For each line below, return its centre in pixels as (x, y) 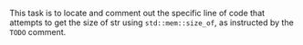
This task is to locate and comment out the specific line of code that (137, 13)
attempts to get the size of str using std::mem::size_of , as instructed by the (151, 22)
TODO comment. (38, 32)
